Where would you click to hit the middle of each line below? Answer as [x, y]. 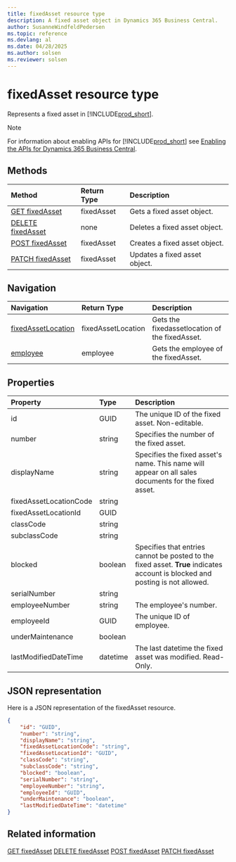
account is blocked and [173, 573]
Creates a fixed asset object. [177, 243]
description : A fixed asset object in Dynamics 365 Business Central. [113, 20]
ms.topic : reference [38, 33]
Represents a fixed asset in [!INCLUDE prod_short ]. [80, 114]
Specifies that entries [170, 547]
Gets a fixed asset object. [171, 211]
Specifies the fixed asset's [178, 455]
